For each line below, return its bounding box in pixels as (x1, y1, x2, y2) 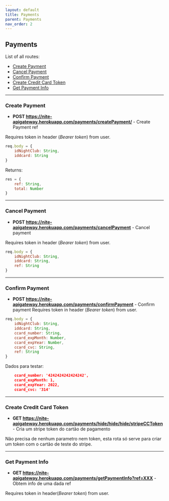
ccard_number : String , (14, 330, 62, 336)
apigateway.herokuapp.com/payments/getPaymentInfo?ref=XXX (12, 475, 153, 481)
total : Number (14, 186, 44, 191)
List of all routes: (5, 53, 40, 60)
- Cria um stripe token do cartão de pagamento (12, 426, 111, 432)
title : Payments (5, 12, 39, 17)
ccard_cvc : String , (14, 345, 55, 350)
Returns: (5, 167, 23, 173)
